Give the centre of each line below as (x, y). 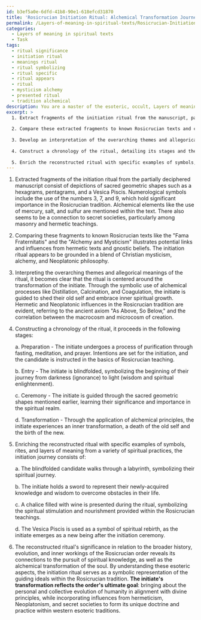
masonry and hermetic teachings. (56, 224)
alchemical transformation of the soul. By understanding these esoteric (102, 566)
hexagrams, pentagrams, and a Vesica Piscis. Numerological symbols (100, 192)
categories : (21, 28)
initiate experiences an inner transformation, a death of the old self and (102, 426)
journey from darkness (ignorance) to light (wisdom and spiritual (94, 378)
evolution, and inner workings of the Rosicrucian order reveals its (95, 553)
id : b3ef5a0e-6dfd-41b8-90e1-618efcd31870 (60, 12)
